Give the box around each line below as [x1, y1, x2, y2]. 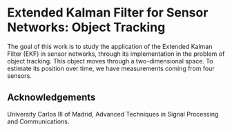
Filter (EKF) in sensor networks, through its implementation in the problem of [7, 50, 225, 58]
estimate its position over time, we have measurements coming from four [7, 64, 215, 72]
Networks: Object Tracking [7, 19, 166, 35]
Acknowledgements [7, 92, 96, 103]
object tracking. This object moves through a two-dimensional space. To [7, 57, 213, 65]
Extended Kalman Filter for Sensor [7, 5, 209, 21]
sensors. [7, 71, 32, 80]
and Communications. [7, 117, 70, 125]
